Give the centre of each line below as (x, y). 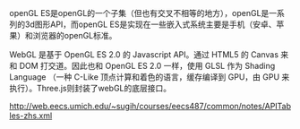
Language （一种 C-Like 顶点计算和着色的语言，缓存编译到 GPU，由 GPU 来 (150, 77)
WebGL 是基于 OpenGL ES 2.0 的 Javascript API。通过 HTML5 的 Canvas (144, 55)
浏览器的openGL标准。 (75, 35)
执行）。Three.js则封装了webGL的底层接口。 (90, 88)
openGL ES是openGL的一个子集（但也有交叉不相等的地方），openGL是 (139, 13)
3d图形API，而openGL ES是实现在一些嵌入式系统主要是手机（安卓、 (150, 24)
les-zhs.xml (31, 116)
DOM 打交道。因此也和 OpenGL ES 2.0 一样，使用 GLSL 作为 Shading (147, 66)
